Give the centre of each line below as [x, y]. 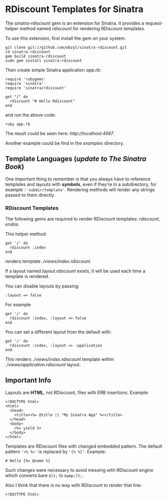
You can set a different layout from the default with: [58, 332]
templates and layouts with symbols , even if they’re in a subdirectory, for [81, 184]
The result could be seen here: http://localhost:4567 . [60, 133]
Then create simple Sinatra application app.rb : [53, 70]
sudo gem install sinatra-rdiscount [44, 61]
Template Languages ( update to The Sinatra [76, 159]
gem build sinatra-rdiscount [36, 56]
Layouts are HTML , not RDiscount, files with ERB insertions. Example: [77, 392]
